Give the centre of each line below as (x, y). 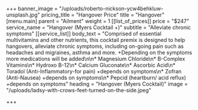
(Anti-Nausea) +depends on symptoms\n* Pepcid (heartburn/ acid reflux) (96, 77)
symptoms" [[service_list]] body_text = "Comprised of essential (84, 34)
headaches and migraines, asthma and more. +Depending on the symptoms (99, 52)
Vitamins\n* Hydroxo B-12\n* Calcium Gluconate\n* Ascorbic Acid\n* (91, 65)
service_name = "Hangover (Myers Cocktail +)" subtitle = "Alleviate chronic (99, 27)
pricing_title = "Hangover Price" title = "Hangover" (103, 15)
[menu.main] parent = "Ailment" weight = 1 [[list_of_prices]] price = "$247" (98, 21)
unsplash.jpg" (23, 15)
